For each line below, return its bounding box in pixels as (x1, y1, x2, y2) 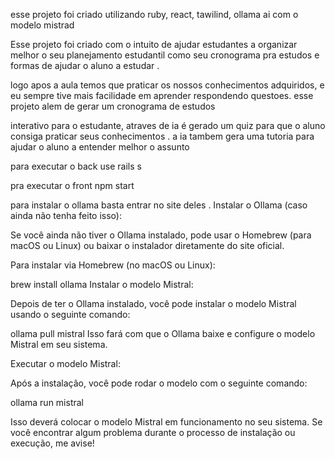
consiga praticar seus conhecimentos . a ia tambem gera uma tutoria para (10, 130, 315, 142)
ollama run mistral (10, 397, 85, 408)
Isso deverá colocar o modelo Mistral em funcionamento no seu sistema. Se (10, 416, 323, 428)
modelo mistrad (10, 19, 75, 31)
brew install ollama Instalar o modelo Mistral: (10, 279, 194, 290)
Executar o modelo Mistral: (10, 358, 121, 369)
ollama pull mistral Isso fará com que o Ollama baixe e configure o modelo (10, 328, 316, 339)
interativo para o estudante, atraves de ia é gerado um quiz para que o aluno (10, 120, 326, 131)
